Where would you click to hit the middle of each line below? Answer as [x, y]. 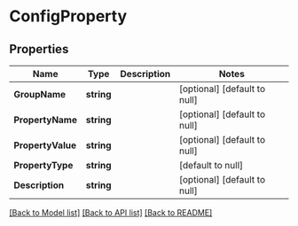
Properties [39, 49]
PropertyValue [45, 145]
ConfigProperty [68, 16]
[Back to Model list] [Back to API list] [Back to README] [111, 213]
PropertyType [43, 165]
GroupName [40, 94]
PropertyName [46, 120]
